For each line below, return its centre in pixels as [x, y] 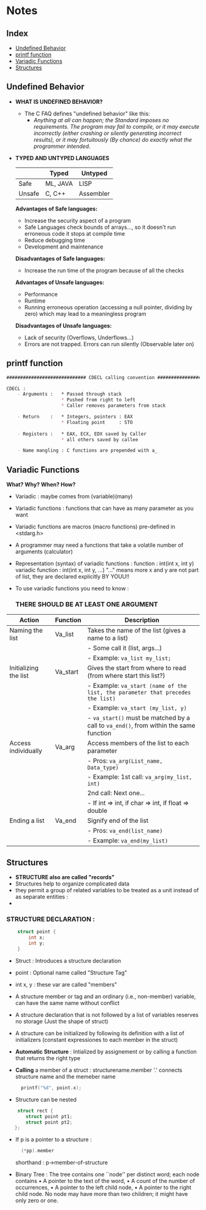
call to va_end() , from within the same [141, 726]
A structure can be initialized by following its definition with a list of [100, 1033]
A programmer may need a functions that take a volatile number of [99, 545]
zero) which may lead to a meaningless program [85, 314]
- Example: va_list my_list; [129, 658]
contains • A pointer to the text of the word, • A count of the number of [105, 1181]
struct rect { [35, 1111]
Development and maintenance [64, 247]
